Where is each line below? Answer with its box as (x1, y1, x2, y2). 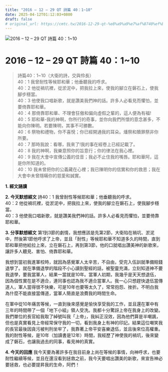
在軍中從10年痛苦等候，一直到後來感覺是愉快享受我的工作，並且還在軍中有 (5, 301, 159, 307)
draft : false (5, 17, 32, 22)
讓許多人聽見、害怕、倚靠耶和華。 (5, 248, 75, 254)
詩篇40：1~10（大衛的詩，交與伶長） (17, 73, 94, 79)
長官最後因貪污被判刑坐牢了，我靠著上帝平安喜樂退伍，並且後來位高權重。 (9, 326, 163, 332)
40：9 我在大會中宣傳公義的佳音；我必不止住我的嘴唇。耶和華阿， (17, 154, 154, 160)
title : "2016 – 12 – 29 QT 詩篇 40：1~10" (5, 7, 93, 13)
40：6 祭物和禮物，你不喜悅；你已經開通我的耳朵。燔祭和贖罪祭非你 (17, 129, 159, 135)
